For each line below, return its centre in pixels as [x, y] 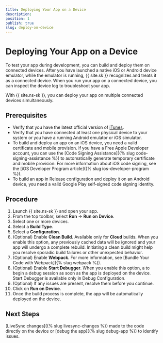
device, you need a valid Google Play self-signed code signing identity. [83, 184]
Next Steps [23, 314]
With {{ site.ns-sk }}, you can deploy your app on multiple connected [74, 95]
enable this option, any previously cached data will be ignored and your [84, 242]
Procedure [22, 199]
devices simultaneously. [30, 101]
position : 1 [17, 18]
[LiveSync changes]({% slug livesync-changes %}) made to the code [75, 326]
